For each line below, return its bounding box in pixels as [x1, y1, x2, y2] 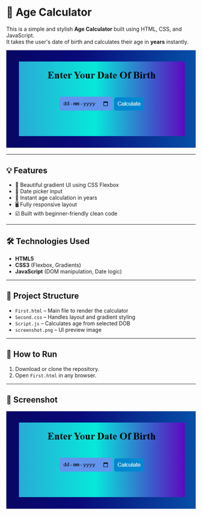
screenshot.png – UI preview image [14, 326, 102, 333]
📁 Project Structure [6, 291, 79, 301]
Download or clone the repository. [14, 365, 100, 372]
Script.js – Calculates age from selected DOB [14, 319, 130, 327]
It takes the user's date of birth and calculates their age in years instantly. [6, 38, 189, 45]
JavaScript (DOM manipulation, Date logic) [14, 268, 122, 275]
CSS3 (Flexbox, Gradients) [14, 261, 81, 269]
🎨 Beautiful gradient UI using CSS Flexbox [14, 181, 119, 189]
